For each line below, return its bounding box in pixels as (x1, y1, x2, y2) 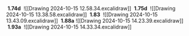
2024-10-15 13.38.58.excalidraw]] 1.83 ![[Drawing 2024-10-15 (6, 11, 158, 18)
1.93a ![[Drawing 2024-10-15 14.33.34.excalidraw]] (7, 23, 132, 30)
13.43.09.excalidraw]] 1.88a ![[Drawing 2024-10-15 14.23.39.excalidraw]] (6, 17, 184, 24)
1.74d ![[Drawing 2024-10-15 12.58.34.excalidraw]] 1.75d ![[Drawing (7, 5, 176, 12)
